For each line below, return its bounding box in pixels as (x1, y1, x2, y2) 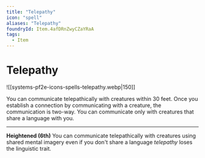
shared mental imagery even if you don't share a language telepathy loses (6, 138, 193, 146)
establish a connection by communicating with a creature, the (6, 101, 162, 109)
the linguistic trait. (6, 145, 52, 152)
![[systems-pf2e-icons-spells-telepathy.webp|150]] (6, 83, 135, 91)
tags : (6, 32, 20, 38)
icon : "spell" (6, 15, 43, 21)
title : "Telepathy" (6, 9, 56, 15)
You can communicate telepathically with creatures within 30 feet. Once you (6, 95, 198, 102)
